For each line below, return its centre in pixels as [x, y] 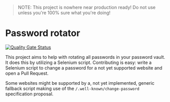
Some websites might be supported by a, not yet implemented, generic [80, 83]
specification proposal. [29, 94]
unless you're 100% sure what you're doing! [64, 13]
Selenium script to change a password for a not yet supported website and [84, 67]
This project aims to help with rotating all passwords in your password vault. [85, 57]
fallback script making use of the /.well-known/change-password [72, 88]
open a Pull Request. [27, 73]
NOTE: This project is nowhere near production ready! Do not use [87, 7]
